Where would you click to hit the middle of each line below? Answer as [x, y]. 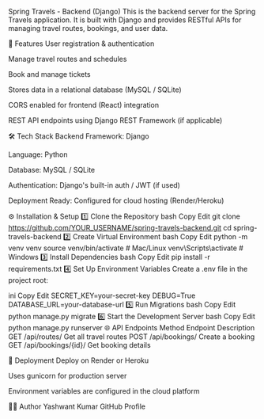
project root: [28, 280]
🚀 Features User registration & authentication [81, 44]
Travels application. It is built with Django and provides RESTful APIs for [125, 20]
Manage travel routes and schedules [68, 59]
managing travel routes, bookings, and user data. [88, 28]
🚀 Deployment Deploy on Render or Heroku [79, 360]
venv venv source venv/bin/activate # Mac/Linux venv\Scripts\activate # [126, 248]
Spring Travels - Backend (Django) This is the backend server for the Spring [132, 11]
